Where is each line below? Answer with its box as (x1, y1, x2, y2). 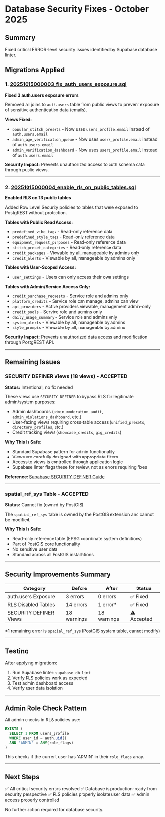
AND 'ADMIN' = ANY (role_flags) (9, 740, 74, 746)
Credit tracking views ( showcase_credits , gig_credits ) (12, 429, 122, 435)
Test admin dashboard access (12, 680, 74, 686)
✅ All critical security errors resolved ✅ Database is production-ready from (5, 785, 157, 791)
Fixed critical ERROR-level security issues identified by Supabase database (5, 47, 157, 52)
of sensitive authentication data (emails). (5, 107, 87, 113)
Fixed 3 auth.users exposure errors (5, 92, 79, 98)
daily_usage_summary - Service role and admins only (12, 314, 118, 320)
